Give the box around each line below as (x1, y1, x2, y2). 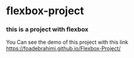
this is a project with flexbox (6, 25, 89, 34)
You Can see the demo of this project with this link (6, 38, 129, 46)
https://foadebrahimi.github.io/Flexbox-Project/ (6, 45, 121, 52)
